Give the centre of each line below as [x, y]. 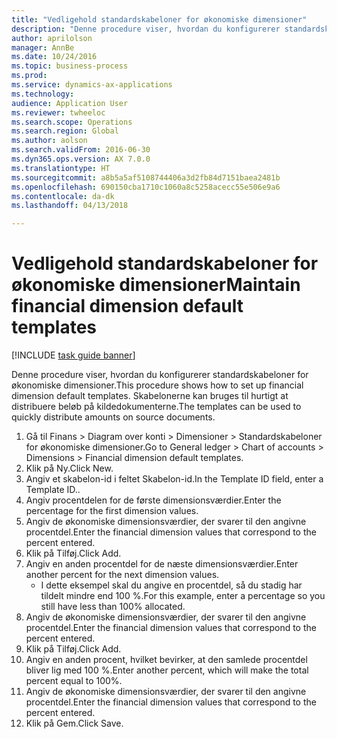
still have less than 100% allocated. [113, 607]
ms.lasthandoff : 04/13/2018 [70, 206]
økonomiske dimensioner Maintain [156, 285]
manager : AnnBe [43, 47]
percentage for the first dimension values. [112, 511]
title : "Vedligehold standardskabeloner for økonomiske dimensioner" [159, 19]
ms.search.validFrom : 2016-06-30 [81, 150]
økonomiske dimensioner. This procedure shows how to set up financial [157, 385]
